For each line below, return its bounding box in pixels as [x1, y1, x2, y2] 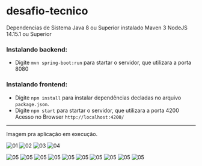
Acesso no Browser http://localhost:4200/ [14, 113, 124, 120]
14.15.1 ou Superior [6, 30, 52, 37]
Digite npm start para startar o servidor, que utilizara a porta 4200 [14, 107, 179, 114]
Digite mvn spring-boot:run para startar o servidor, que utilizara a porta [14, 59, 191, 67]
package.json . [14, 100, 49, 107]
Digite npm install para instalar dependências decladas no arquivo [14, 94, 182, 101]
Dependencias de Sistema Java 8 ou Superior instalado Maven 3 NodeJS [6, 24, 188, 31]
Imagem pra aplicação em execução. [6, 130, 98, 137]
